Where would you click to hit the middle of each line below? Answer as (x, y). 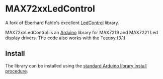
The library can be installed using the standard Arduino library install (76, 65)
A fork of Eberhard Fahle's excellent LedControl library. (62, 23)
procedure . (17, 71)
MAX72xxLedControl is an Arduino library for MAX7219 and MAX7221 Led (82, 32)
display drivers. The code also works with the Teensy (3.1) (65, 38)
